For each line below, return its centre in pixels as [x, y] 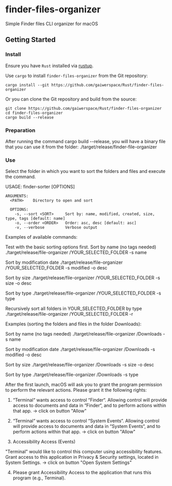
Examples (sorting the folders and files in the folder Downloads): [73, 324]
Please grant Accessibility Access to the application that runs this [82, 473]
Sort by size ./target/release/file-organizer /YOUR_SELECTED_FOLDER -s [83, 278]
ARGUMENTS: [17, 196]
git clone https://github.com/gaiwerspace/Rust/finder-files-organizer [83, 108]
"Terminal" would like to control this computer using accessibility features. [84, 452]
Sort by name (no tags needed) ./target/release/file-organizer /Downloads [84, 334]
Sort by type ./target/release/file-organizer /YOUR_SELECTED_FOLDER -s [83, 293]
